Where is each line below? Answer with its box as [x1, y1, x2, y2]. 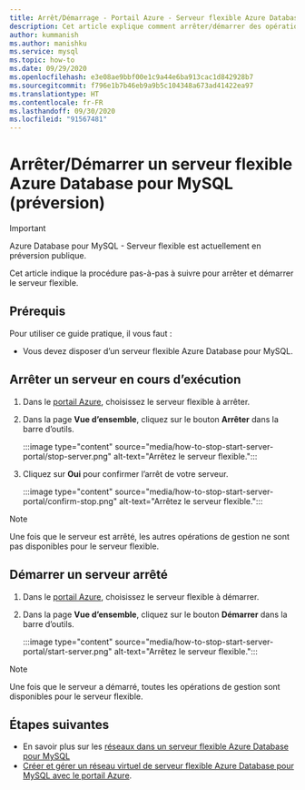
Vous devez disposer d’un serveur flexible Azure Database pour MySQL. [22, 345, 293, 356]
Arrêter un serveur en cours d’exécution [9, 372, 241, 388]
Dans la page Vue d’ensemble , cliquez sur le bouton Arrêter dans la [22, 413, 280, 424]
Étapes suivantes [9, 716, 110, 733]
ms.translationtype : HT [9, 89, 100, 98]
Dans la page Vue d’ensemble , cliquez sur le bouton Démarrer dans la [22, 609, 288, 620]
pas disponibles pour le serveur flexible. [9, 541, 160, 552]
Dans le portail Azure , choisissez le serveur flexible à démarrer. [22, 591, 260, 602]
